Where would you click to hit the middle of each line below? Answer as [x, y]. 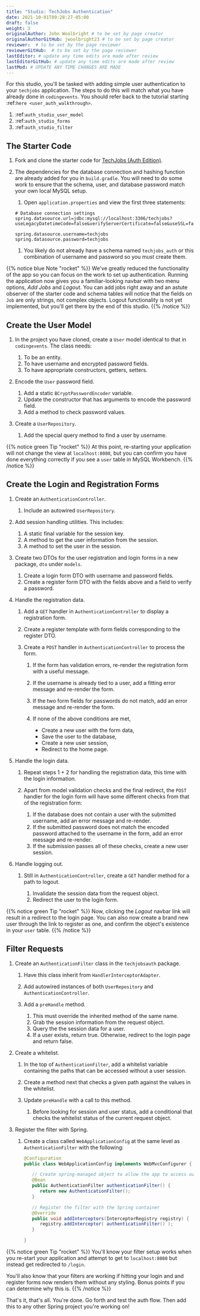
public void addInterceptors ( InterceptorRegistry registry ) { [110, 1219]
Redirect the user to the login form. [75, 899]
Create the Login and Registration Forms [83, 484]
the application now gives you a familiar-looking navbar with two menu [93, 281]
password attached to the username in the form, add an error [108, 833]
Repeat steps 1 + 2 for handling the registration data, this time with [105, 772]
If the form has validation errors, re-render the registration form [110, 665]
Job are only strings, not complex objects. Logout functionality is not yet [94, 300]
